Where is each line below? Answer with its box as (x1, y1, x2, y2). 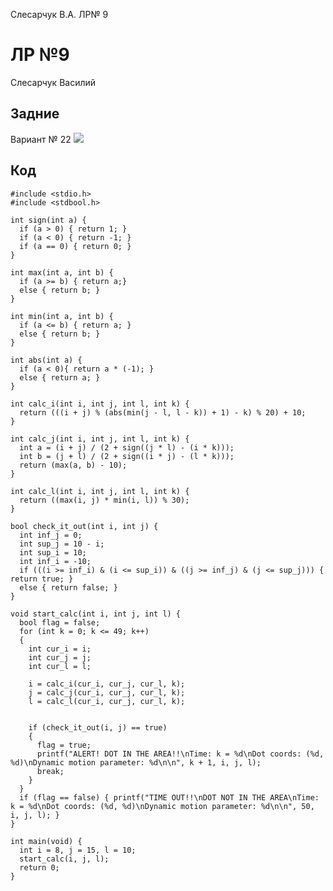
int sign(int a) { (10, 215, 87, 225)
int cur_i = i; (28, 644, 92, 654)
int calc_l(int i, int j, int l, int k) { (10, 486, 190, 496)
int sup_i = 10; (19, 547, 87, 558)
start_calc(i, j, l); (19, 854, 110, 864)
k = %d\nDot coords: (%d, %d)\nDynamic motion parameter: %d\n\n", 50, (10, 801, 315, 811)
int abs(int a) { (10, 355, 83, 365)
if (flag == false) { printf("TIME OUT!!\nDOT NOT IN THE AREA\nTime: (19, 792, 320, 803)
